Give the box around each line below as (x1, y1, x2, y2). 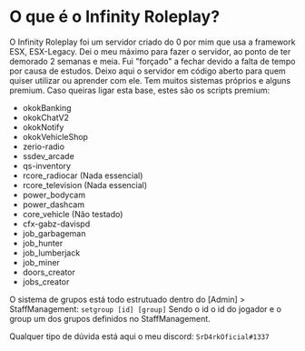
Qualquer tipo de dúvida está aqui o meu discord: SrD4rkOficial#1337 (9, 330, 270, 342)
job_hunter (22, 237, 64, 248)
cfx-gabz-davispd (22, 218, 91, 229)
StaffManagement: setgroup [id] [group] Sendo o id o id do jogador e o (9, 303, 281, 315)
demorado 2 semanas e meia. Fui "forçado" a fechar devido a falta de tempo (9, 55, 297, 66)
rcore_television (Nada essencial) (22, 179, 148, 190)
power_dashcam (22, 198, 84, 210)
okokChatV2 (22, 112, 70, 123)
